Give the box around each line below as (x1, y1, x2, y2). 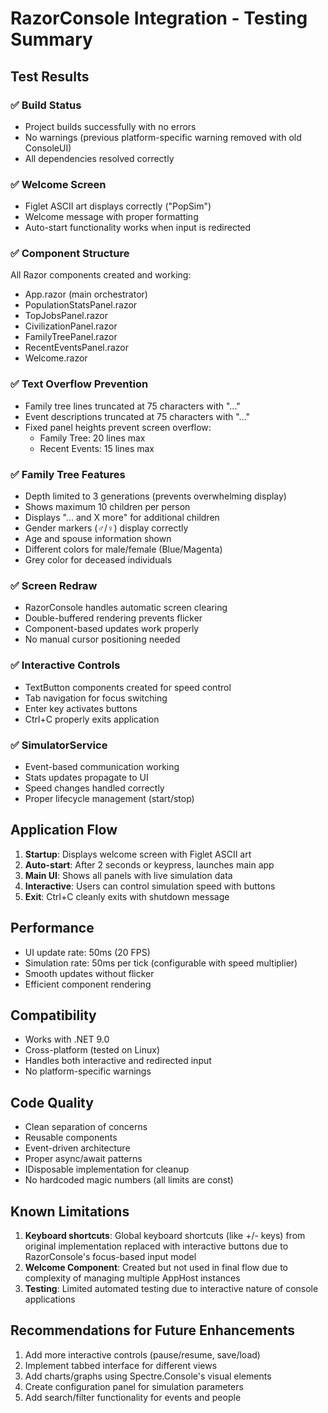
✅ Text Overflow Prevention (10, 377, 149, 391)
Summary (10, 28, 93, 51)
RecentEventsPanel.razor (24, 342, 130, 354)
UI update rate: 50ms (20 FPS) (24, 946, 151, 958)
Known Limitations (10, 1203, 130, 1220)
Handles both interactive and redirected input (24, 1055, 212, 1067)
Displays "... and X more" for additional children (24, 512, 220, 524)
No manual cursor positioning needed (24, 633, 181, 646)
